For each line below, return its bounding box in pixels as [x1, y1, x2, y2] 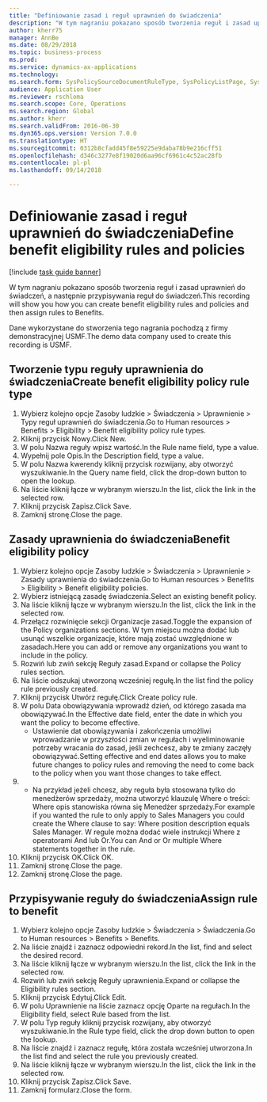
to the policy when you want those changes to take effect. [32, 768, 223, 777]
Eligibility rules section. [20, 984, 97, 994]
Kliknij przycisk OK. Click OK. [20, 852, 114, 862]
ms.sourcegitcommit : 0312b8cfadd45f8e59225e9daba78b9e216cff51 [9, 144, 223, 152]
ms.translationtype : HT [9, 136, 88, 145]
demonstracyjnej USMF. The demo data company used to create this [9, 331, 232, 341]
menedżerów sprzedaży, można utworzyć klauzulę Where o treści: [32, 793, 250, 803]
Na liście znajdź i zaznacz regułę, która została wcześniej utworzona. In [20, 1043, 253, 1053]
